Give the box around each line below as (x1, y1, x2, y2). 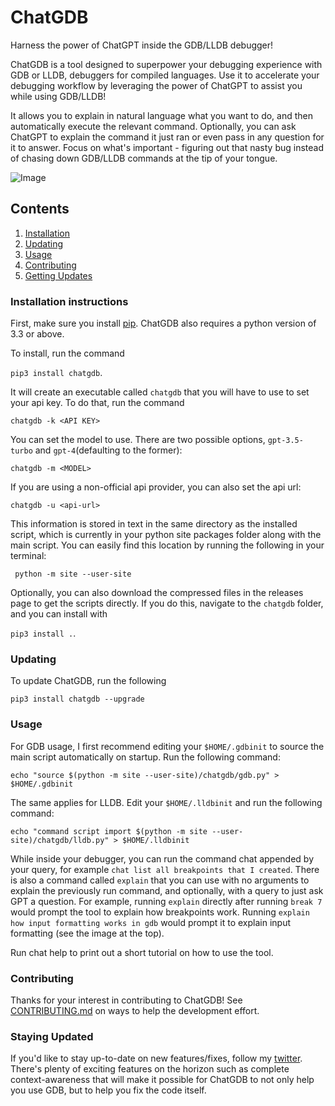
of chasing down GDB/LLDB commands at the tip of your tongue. (10, 152, 278, 164)
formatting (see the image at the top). (10, 927, 165, 939)
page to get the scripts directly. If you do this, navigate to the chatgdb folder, (10, 597, 324, 610)
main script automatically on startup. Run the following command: (10, 751, 281, 763)
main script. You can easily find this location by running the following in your (10, 539, 325, 551)
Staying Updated (10, 1029, 94, 1043)
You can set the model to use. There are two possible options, (10, 434, 266, 446)
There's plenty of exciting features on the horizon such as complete (10, 1063, 290, 1075)
